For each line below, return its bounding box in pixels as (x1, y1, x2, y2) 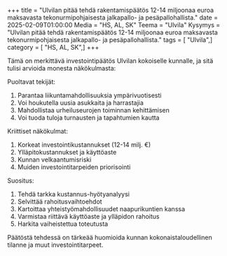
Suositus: (7, 176, 34, 185)
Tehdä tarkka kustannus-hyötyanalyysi (17, 190, 130, 198)
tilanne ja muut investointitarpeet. (7, 241, 104, 249)
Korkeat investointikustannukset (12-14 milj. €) (17, 141, 151, 149)
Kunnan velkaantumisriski (17, 155, 92, 164)
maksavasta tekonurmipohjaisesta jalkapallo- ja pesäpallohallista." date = (7, 13, 219, 22)
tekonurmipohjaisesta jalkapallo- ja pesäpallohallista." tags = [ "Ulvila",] (7, 36, 213, 44)
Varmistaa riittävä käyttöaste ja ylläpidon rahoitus (17, 213, 160, 220)
